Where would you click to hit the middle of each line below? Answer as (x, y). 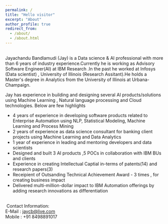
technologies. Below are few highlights (45, 105)
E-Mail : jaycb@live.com (30, 211)
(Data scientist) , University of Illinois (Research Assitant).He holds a (76, 74)
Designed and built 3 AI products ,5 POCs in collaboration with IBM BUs (87, 153)
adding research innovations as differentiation (60, 191)
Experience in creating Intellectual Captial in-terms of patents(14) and (85, 164)
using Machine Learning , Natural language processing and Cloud (73, 100)
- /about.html (24, 39)
